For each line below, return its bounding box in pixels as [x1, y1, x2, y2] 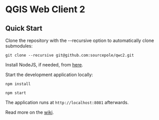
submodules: [5, 43, 33, 49]
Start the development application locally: [5, 71, 93, 78]
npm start [5, 90, 27, 95]
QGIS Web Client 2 [5, 4, 86, 15]
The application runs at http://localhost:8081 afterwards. [5, 100, 129, 105]
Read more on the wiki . [5, 109, 54, 115]
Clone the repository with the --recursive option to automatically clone [5, 37, 154, 43]
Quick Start [5, 24, 43, 33]
